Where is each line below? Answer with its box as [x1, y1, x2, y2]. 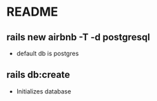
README [6, 4, 59, 20]
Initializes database [16, 87, 72, 96]
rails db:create [6, 69, 70, 81]
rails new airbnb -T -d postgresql [6, 31, 151, 43]
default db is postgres [16, 49, 79, 57]
